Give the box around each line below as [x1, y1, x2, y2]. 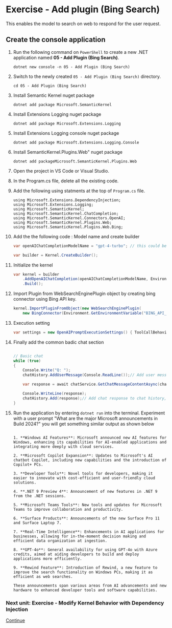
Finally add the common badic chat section [13, 339, 104, 345]
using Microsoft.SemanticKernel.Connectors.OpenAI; [13, 215, 126, 221]
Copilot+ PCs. [13, 462, 43, 467]
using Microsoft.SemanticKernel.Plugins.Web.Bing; [13, 224, 124, 229]
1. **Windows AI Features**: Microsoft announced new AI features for [13, 435, 167, 440]
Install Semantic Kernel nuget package [13, 92, 94, 98]
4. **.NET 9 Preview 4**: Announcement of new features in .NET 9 [13, 489, 158, 494]
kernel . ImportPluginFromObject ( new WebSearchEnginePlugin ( [13, 306, 142, 311]
